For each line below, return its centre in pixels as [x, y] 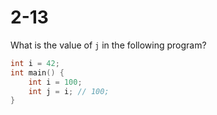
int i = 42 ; [35, 63]
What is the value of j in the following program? [108, 45]
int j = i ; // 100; [69, 91]
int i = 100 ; [55, 82]
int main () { [37, 72]
